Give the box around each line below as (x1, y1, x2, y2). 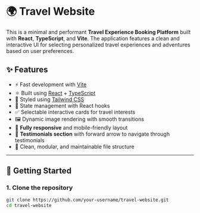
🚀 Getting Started (6, 166, 72, 176)
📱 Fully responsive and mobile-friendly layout (14, 124, 128, 131)
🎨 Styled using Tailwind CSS (14, 96, 85, 103)
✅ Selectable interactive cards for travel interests (14, 108, 136, 115)
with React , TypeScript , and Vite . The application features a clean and (6, 35, 180, 42)
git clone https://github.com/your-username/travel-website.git (6, 197, 169, 203)
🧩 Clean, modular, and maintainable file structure (14, 143, 135, 150)
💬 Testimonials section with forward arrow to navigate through (14, 130, 170, 137)
